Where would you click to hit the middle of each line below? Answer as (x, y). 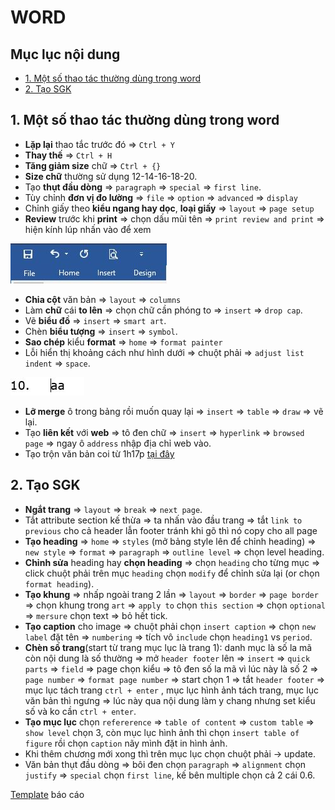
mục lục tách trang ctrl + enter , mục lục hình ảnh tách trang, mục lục (171, 690)
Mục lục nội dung (65, 54)
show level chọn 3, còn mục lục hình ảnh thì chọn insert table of (162, 732)
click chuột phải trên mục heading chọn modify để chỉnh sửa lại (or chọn (172, 573)
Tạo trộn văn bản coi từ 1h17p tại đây (99, 453)
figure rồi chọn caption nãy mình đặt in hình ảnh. (126, 743)
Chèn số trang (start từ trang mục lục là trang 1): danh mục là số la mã (168, 647)
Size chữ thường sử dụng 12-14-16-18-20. (111, 176)
